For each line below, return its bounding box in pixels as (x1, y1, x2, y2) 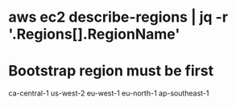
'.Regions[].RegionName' (8, 25, 180, 43)
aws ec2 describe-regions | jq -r (8, 8, 228, 26)
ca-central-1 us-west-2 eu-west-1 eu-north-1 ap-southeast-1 (8, 88, 209, 98)
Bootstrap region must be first (8, 62, 214, 80)
